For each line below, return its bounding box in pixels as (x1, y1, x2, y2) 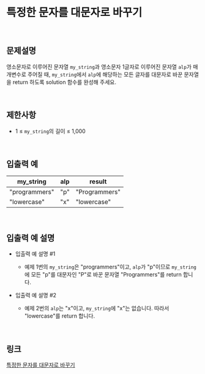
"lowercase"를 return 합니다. (24, 312, 95, 319)
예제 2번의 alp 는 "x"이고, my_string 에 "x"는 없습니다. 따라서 (24, 305, 170, 312)
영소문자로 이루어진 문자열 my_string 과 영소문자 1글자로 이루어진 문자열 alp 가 (6, 63, 192, 71)
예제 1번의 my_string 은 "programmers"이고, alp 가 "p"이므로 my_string (24, 263, 197, 270)
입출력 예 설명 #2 (15, 292, 57, 299)
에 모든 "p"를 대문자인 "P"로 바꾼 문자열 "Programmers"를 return (24, 271, 182, 278)
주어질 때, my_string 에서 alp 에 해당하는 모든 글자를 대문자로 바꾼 (27, 71, 183, 78)
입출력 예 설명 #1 (15, 250, 56, 258)
